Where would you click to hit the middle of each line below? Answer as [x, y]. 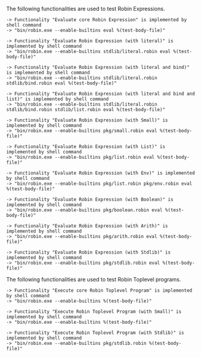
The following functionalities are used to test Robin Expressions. [86, 9]
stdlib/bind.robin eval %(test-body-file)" [62, 83]
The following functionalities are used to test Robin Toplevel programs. [94, 279]
